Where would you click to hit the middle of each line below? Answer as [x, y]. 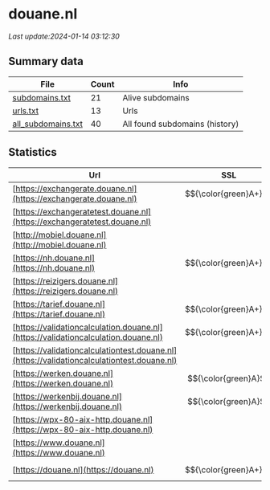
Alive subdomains [156, 97]
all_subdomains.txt [47, 124]
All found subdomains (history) [181, 124]
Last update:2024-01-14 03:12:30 [64, 36]
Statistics [33, 152]
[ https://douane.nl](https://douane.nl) [83, 469]
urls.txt [25, 111]
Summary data [46, 61]
